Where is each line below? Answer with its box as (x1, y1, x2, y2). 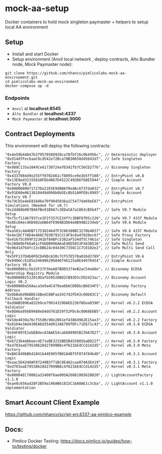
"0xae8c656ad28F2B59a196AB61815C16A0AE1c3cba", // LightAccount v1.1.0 (5, 381, 153, 386)
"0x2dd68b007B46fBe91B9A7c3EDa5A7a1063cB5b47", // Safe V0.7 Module (5, 207, 146, 212)
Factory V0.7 (5, 194, 32, 199)
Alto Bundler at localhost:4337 (12, 111, 76, 117)
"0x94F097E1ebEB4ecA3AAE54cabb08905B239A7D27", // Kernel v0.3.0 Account (5, 330, 158, 335)
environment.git (5, 75, 38, 80)
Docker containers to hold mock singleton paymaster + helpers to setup (5, 19, 149, 25)
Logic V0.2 (5, 279, 27, 284)
